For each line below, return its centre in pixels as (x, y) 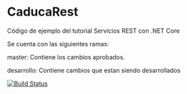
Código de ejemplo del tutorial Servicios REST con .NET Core (93, 31)
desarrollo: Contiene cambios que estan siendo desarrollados (94, 70)
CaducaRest (43, 12)
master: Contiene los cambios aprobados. (66, 57)
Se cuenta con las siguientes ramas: (58, 44)
